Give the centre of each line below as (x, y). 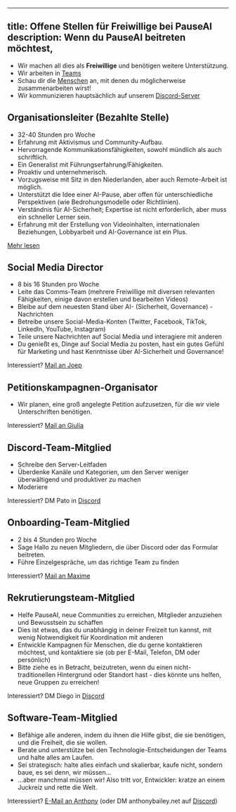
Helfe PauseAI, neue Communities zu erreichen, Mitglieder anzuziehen (120, 615)
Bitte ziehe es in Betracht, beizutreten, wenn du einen (95, 667)
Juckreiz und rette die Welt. (57, 787)
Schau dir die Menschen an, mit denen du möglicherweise (101, 80)
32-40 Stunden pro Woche (57, 134)
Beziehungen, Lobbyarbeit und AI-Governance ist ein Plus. (102, 231)
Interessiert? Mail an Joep (45, 365)
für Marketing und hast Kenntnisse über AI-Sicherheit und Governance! (120, 352)
